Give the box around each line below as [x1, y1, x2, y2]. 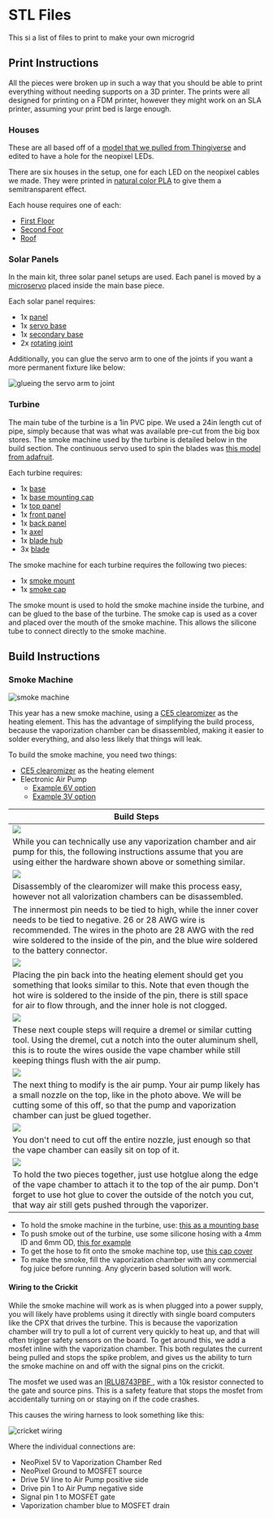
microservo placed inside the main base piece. [8, 281, 165, 291]
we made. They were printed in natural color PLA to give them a [8, 176, 222, 186]
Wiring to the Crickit [8, 1282, 79, 1292]
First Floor [19, 216, 55, 226]
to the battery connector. [12, 945, 108, 956]
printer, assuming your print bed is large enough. [8, 103, 172, 113]
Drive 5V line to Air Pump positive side [19, 1474, 149, 1484]
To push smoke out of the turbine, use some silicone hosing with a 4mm [19, 1229, 262, 1239]
